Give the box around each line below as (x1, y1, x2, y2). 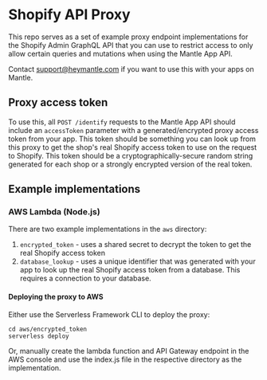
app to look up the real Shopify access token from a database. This (19, 265, 241, 275)
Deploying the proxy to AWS (8, 292, 104, 302)
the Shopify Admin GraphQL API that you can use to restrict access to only (8, 40, 253, 49)
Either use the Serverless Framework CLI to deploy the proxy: (8, 309, 210, 319)
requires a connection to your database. (19, 273, 151, 284)
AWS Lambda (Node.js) (8, 206, 101, 217)
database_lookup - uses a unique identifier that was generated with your (19, 257, 257, 266)
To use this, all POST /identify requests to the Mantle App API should (8, 117, 236, 127)
